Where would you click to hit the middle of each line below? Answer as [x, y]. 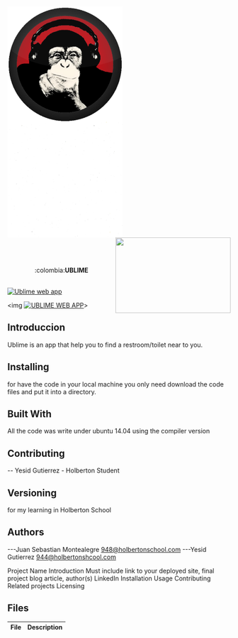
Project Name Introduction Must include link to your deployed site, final [111, 571]
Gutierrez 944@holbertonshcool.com [62, 557]
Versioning [32, 493]
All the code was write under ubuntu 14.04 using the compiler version [109, 431]
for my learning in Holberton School [59, 510]
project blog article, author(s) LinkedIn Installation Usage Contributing [109, 578]
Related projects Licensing [46, 585]
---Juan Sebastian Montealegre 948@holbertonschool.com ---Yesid [107, 549]
